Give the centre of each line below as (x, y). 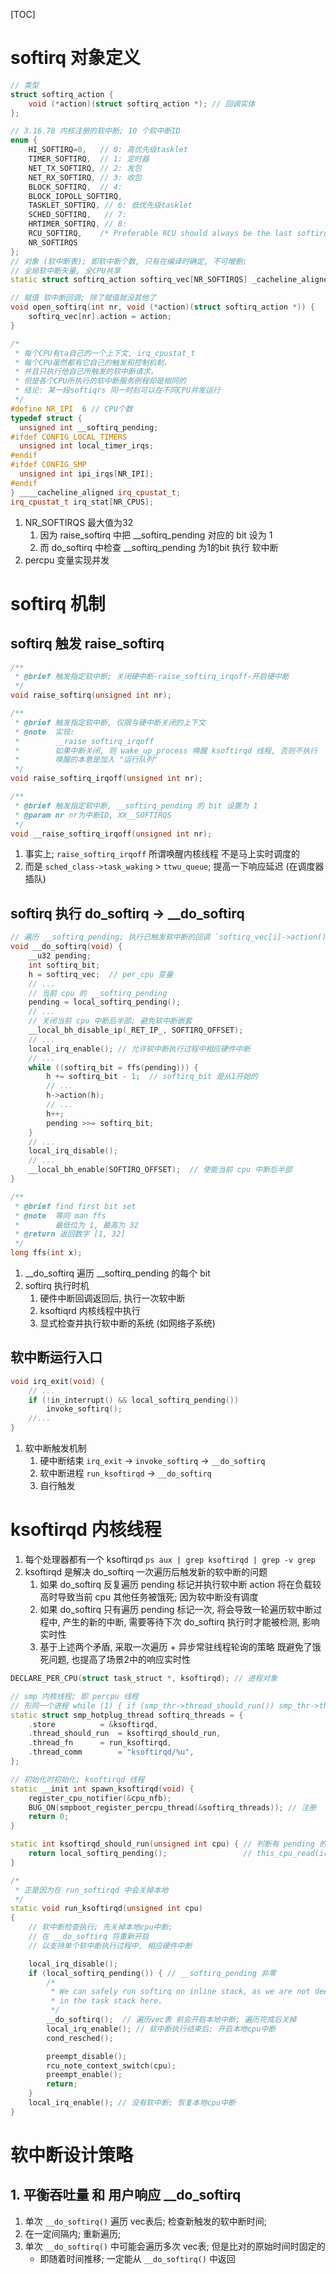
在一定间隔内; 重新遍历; (73, 2233)
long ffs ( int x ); (46, 1253)
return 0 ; (49, 1817)
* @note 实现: (44, 732)
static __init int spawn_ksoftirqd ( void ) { (102, 1789)
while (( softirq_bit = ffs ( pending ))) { (113, 1067)
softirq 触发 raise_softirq (87, 644)
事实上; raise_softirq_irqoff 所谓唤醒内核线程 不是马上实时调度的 (162, 854)
